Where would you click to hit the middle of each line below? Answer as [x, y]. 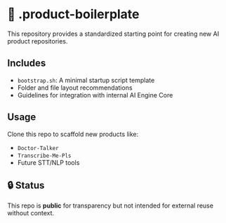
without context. [31, 213]
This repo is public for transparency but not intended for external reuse [111, 205]
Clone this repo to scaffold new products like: [73, 134]
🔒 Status [26, 185]
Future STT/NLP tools [48, 162]
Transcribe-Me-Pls [44, 156]
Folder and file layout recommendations [75, 88]
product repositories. [38, 41]
